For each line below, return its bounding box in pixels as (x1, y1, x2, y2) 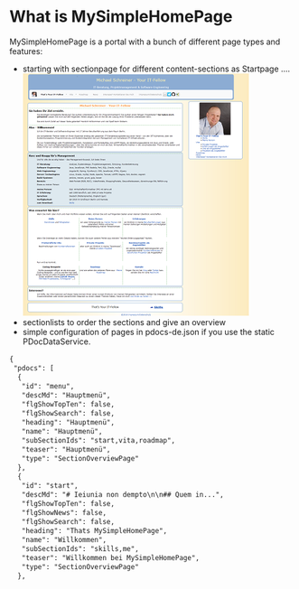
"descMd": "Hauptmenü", (21, 390, 111, 399)
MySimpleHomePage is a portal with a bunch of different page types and (9, 36, 281, 47)
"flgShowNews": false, (21, 508, 107, 517)
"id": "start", (21, 481, 79, 490)
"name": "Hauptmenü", (21, 426, 103, 435)
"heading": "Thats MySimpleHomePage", (21, 526, 168, 535)
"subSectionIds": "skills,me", (21, 544, 140, 553)
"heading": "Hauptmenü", (21, 417, 116, 426)
